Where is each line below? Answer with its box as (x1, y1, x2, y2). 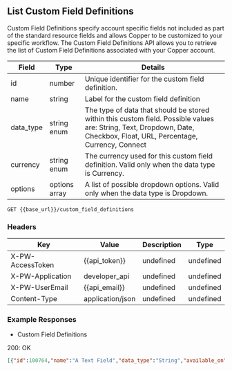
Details (141, 62, 165, 72)
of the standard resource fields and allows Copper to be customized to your (7, 31, 223, 39)
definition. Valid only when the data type (85, 159, 215, 169)
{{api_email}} (84, 283, 126, 293)
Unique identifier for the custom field (85, 74, 204, 84)
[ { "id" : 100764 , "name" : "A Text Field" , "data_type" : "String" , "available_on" (7, 357, 227, 364)
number (49, 78, 75, 88)
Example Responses (7, 315, 77, 325)
